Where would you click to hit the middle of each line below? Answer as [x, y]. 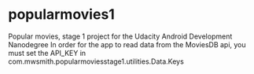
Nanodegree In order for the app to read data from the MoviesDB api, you [127, 44]
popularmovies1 [62, 15]
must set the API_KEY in [47, 53]
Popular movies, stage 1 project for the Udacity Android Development [120, 36]
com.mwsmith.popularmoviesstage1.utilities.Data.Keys [96, 61]
